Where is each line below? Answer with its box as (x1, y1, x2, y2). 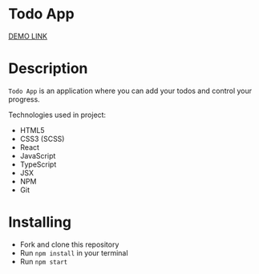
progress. (8, 94, 40, 104)
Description (8, 59, 88, 78)
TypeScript (19, 159, 57, 169)
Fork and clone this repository (19, 240, 119, 249)
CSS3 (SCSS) (19, 134, 65, 143)
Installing (8, 213, 72, 232)
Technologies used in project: (8, 110, 107, 119)
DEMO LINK (8, 31, 48, 41)
